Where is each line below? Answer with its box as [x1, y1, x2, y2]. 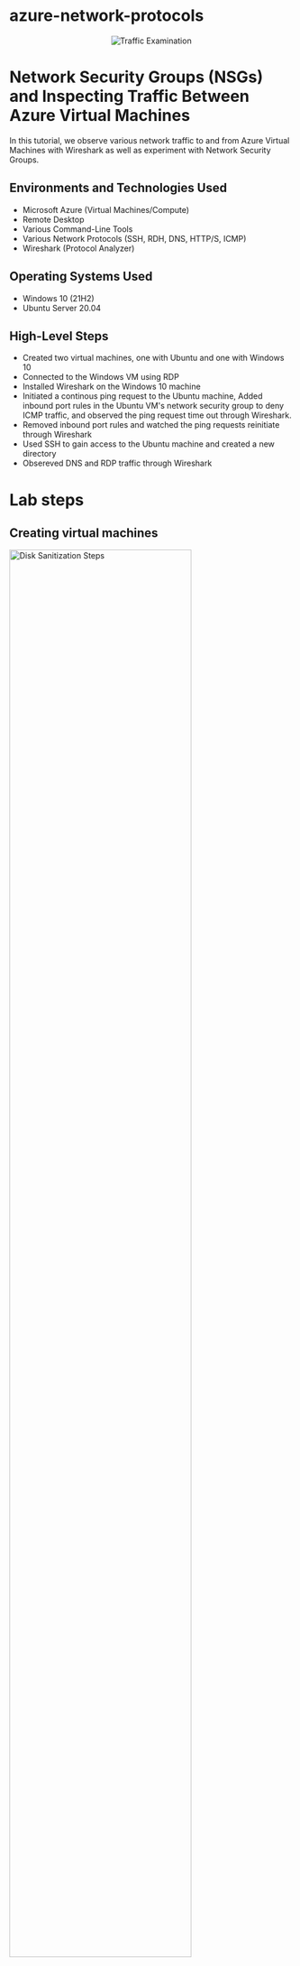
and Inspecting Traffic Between [9, 87, 250, 106]
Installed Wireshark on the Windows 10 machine [22, 381, 201, 392]
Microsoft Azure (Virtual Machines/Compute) [22, 204, 190, 215]
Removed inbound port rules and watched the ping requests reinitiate [22, 420, 280, 430]
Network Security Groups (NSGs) [9, 67, 264, 88]
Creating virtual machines [9, 525, 159, 540]
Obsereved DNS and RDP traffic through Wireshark [22, 457, 213, 469]
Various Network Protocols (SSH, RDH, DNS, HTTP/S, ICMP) [22, 233, 247, 244]
